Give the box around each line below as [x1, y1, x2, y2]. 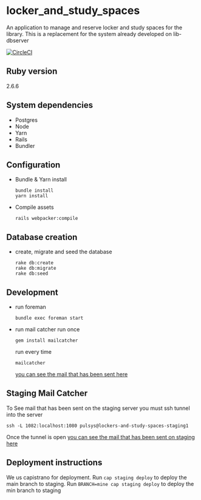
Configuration [6, 160, 61, 170]
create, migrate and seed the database [15, 248, 112, 256]
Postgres [15, 116, 38, 124]
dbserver [6, 37, 29, 44]
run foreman [15, 303, 47, 311]
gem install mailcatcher [15, 337, 78, 343]
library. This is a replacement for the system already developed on [6, 30, 172, 37]
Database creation [6, 232, 78, 242]
